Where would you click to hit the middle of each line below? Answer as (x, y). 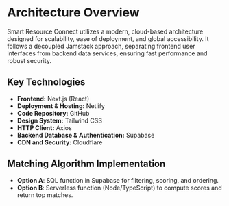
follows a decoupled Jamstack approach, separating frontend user (101, 46)
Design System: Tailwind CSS (60, 120)
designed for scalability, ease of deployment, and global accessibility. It (108, 38)
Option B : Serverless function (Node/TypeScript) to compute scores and (120, 188)
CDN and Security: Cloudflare (60, 142)
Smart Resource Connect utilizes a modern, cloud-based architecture (105, 31)
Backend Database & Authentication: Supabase (86, 135)
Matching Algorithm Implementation (86, 164)
